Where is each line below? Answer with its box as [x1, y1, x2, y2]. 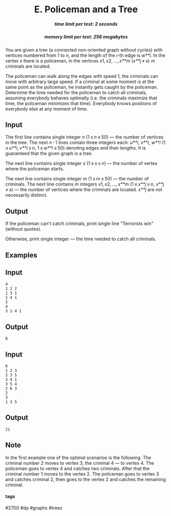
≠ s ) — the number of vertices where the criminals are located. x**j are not [5, 187, 163, 193]
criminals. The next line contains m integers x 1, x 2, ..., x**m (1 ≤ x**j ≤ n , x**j [5, 181, 164, 188]
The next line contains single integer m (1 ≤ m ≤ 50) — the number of [5, 176, 149, 182]
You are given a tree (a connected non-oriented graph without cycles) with [5, 47, 163, 53]
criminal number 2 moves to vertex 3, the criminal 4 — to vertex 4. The [5, 460, 155, 466]
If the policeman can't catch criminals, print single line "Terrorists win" [5, 220, 154, 226]
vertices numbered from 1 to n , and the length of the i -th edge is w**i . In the [5, 52, 165, 58]
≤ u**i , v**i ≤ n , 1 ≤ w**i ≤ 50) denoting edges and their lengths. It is [5, 145, 146, 151]
